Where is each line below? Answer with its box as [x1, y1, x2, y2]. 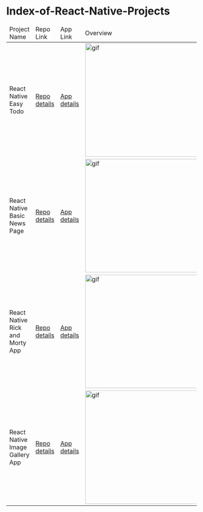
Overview [85, 28, 113, 37]
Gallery [9, 450, 30, 459]
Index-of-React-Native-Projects [6, 4, 170, 18]
